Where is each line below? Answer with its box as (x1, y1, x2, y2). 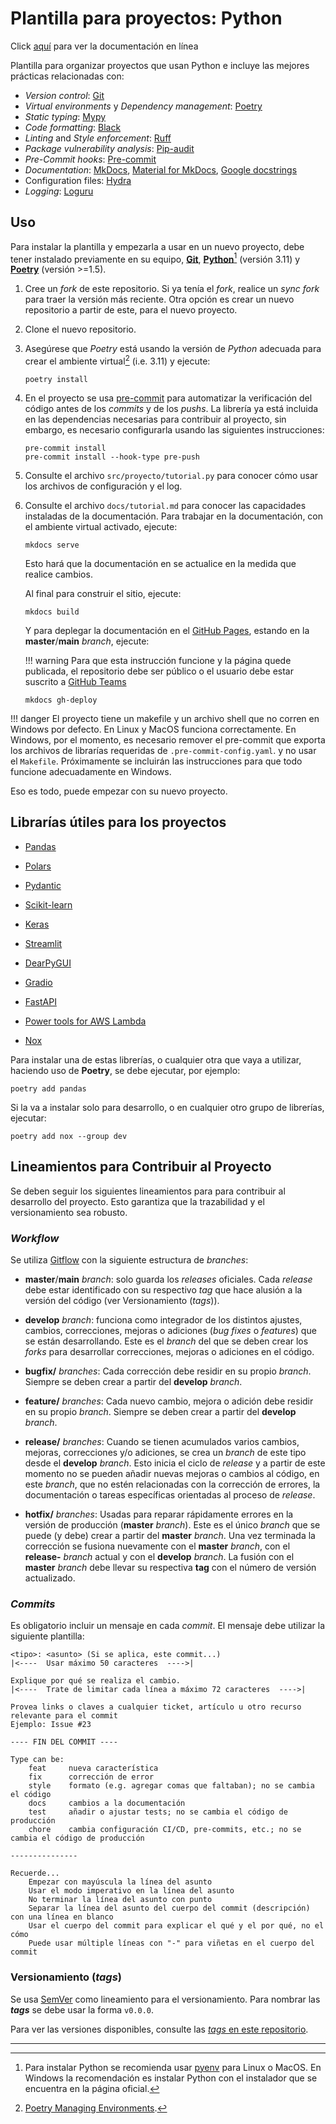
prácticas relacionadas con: (10, 70, 125, 82)
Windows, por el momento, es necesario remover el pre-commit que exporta (10, 734, 326, 746)
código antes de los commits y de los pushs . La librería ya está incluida (24, 403, 319, 415)
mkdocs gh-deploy (24, 695, 98, 706)
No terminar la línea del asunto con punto (28, 1895, 213, 1905)
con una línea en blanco (10, 1912, 114, 1922)
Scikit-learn (24, 898, 73, 911)
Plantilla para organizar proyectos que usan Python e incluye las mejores (10, 59, 310, 71)
